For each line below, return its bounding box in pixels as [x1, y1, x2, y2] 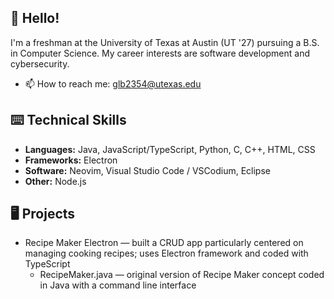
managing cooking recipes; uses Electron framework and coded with [24, 247, 309, 260]
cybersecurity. [10, 57, 70, 70]
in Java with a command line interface [39, 279, 197, 291]
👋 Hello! [10, 10, 60, 27]
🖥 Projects [10, 206, 76, 223]
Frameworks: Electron [24, 154, 118, 166]
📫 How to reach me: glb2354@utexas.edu [24, 77, 202, 90]
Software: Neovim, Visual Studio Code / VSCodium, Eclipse [24, 164, 271, 176]
